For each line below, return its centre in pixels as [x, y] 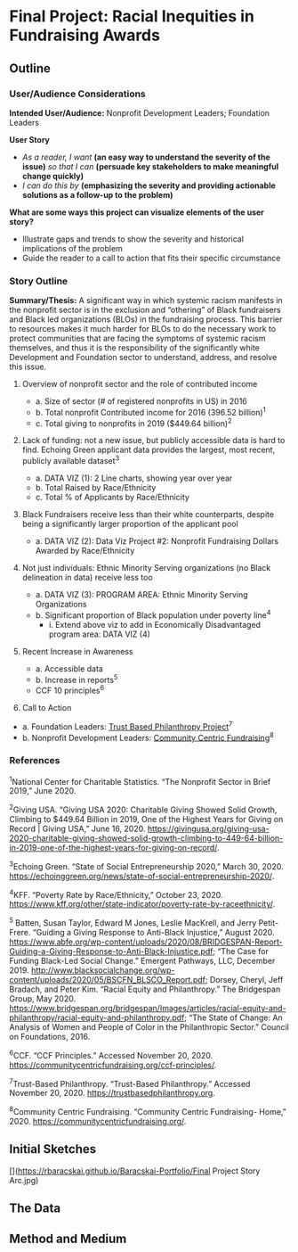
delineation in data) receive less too [87, 578]
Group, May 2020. [43, 999]
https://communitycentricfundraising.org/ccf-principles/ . [113, 1065]
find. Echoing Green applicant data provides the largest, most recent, [149, 450]
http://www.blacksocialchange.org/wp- [103, 970]
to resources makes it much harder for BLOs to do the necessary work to [143, 329]
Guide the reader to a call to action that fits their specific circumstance [151, 258]
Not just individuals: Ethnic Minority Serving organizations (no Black [146, 568]
